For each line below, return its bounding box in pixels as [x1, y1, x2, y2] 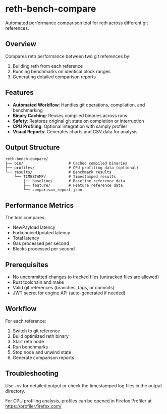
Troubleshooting [5, 369, 59, 378]
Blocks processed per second [12, 246, 75, 252]
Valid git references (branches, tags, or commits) [12, 285, 115, 290]
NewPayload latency [12, 224, 55, 230]
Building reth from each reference [12, 63, 83, 69]
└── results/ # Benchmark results [5, 170, 112, 175]
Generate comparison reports [12, 354, 75, 360]
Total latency [12, 235, 39, 241]
